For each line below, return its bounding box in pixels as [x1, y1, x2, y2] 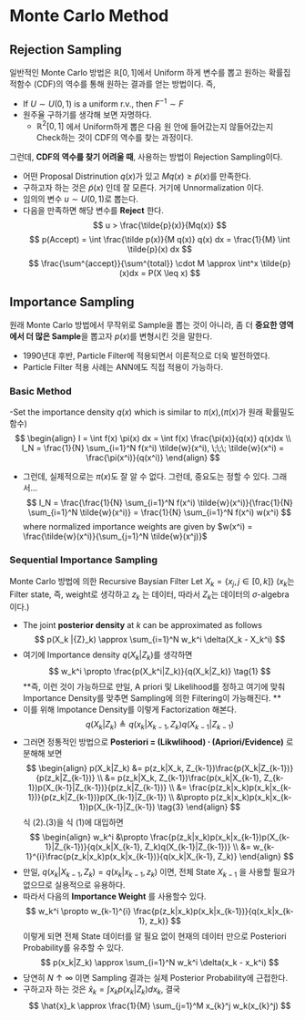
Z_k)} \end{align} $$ [217, 850, 294, 861]
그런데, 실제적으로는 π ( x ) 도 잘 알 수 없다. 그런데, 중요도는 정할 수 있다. [22, 471, 270, 482]
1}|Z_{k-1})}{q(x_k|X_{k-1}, [45, 840, 143, 852]
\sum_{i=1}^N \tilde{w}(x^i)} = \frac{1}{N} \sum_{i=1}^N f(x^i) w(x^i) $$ [27, 507, 292, 518]
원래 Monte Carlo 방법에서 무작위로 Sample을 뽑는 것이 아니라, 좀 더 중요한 [9, 320, 278, 331]
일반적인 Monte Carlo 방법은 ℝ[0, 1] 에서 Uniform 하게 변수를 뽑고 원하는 [9, 67, 267, 77]
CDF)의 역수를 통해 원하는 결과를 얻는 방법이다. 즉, [36, 78, 216, 89]
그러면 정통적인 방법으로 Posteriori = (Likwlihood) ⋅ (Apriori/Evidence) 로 [22, 736, 294, 747]
